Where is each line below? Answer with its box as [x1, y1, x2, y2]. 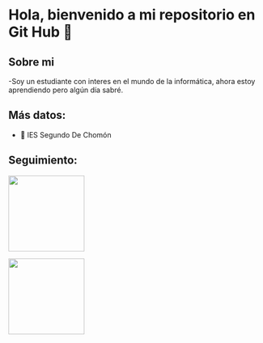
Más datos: [8, 108, 66, 122]
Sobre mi [8, 55, 55, 69]
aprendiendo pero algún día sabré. [8, 85, 124, 95]
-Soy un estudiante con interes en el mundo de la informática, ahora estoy [8, 77, 256, 86]
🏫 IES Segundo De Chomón [19, 129, 112, 139]
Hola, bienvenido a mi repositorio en [8, 6, 256, 24]
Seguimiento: [8, 154, 78, 167]
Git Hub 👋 [8, 23, 73, 41]
